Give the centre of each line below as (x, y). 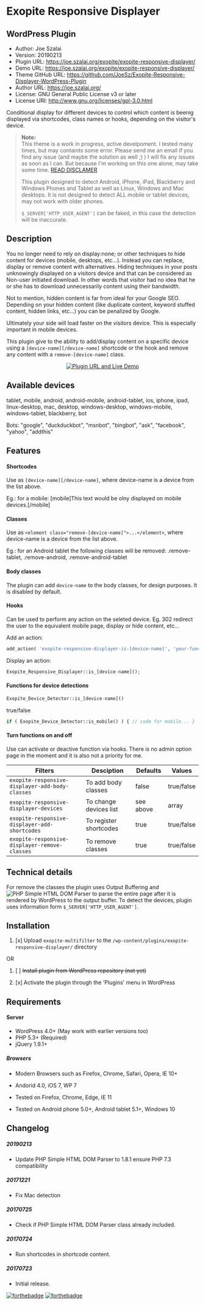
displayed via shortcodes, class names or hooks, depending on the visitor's (101, 119)
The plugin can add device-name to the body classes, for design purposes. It (102, 585)
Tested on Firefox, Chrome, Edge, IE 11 (63, 1097)
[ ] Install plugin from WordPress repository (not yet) (81, 971)
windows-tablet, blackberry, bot (47, 413)
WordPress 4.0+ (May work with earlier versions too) (81, 1031)
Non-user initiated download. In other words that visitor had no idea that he (101, 279)
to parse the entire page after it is (134, 893)
